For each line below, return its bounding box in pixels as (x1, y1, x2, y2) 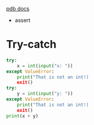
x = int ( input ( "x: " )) (17, 63, 73, 69)
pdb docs (6, 5, 30, 12)
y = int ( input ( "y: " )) (17, 91, 73, 97)
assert (14, 17, 31, 23)
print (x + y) (6, 113, 39, 119)
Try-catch (6, 38, 57, 51)
